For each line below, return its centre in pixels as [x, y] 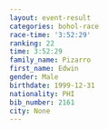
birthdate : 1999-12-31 [52, 85]
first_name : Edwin [44, 69]
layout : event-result [50, 18]
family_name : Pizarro [50, 60]
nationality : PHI [42, 94]
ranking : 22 [32, 43]
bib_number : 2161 [42, 102]
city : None [30, 111]
